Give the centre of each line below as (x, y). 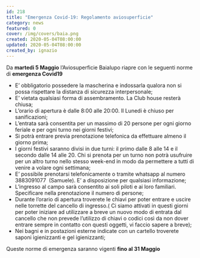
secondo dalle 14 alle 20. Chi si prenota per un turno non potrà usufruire (104, 155)
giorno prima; (31, 142)
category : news (25, 23)
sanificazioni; (31, 117)
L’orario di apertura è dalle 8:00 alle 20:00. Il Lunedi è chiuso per (94, 110)
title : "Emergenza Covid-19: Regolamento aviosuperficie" (80, 17)
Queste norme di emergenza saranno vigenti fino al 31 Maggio (83, 248)
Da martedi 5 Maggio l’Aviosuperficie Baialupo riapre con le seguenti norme (99, 67)
